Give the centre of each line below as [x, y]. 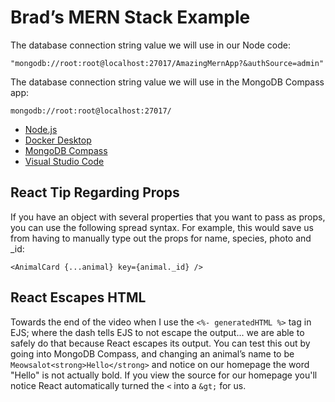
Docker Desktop [58, 140]
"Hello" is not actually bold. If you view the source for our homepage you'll [164, 375]
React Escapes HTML [78, 297]
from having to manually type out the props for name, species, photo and [161, 238]
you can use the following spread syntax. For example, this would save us [162, 227]
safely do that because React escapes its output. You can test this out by [160, 343]
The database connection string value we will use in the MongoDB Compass [167, 82]
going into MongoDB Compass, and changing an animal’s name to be [152, 353]
